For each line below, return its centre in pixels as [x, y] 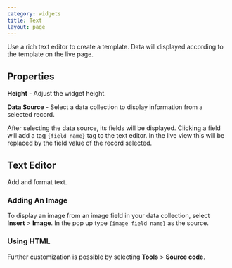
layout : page [26, 27]
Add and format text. [37, 182]
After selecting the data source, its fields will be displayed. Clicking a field [114, 128]
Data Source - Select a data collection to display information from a [105, 107]
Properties [31, 76]
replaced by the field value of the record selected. [80, 143]
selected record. [31, 115]
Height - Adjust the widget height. [57, 94]
